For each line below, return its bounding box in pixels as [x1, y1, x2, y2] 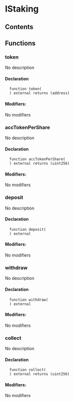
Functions [5, 39, 36, 47]
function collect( [9, 368, 47, 372]
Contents [5, 23, 34, 31]
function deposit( [9, 227, 47, 232]
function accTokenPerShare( [9, 157, 66, 162]
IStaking [5, 3, 39, 15]
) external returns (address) [9, 91, 70, 96]
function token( [9, 86, 42, 92]
